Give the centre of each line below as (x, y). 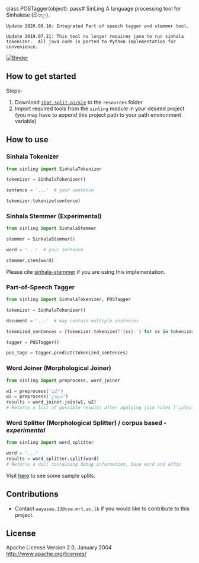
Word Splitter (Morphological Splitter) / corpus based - (86, 423)
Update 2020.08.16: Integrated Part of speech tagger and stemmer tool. (98, 26)
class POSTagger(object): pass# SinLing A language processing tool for (94, 9)
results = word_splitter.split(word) (53, 459)
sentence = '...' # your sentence (50, 190)
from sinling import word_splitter (50, 443)
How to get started (41, 76)
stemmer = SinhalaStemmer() (41, 239)
